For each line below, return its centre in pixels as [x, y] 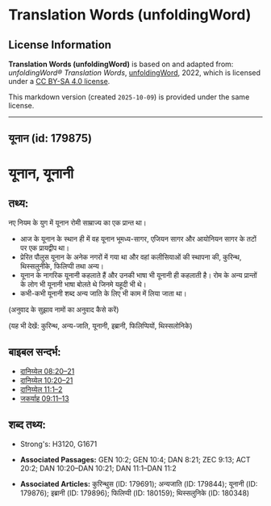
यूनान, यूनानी [41, 173]
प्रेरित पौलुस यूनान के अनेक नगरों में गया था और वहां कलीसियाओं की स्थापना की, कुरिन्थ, [131, 257]
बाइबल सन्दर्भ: [35, 352]
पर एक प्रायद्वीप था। [45, 248]
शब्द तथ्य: [27, 425]
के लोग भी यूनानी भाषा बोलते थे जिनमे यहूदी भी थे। [83, 285]
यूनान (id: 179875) [50, 139]
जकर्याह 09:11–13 [45, 398]
